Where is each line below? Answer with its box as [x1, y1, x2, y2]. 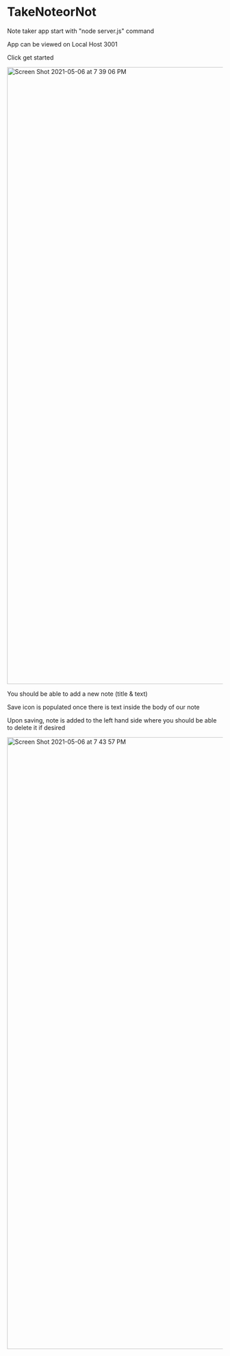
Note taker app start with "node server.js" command [7, 27, 155, 35]
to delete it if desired [7, 723, 66, 731]
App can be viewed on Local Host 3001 [7, 40, 118, 48]
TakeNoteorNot [7, 4, 97, 20]
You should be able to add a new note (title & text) [7, 690, 149, 698]
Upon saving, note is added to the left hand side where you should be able [7, 716, 217, 724]
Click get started [7, 53, 54, 62]
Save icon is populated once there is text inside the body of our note [7, 703, 200, 711]
